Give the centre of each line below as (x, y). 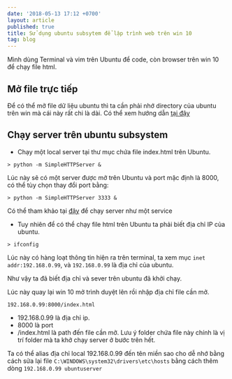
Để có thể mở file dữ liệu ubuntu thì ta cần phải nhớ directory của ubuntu (112, 105)
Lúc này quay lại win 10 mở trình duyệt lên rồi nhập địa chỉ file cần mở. (108, 292)
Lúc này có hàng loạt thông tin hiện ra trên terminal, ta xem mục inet (107, 257)
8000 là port (35, 325)
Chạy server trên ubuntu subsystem (88, 135)
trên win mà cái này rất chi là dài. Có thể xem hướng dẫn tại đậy (99, 113)
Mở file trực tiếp (43, 89)
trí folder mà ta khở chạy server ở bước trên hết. (86, 340)
